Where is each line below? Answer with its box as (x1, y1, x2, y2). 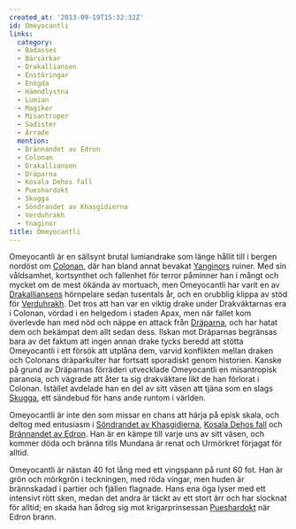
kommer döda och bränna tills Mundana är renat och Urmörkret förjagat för (9, 438, 283, 448)
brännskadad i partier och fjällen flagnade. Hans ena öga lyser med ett (9, 484, 267, 494)
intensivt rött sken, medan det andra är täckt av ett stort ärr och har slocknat (9, 493, 287, 503)
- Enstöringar (17, 71, 69, 80)
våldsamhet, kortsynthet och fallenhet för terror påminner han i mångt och (9, 270, 279, 281)
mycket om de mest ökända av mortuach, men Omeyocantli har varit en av (9, 280, 280, 291)
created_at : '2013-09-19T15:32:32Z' (9, 12, 144, 22)
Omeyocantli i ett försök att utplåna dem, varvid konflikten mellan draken (9, 346, 274, 356)
